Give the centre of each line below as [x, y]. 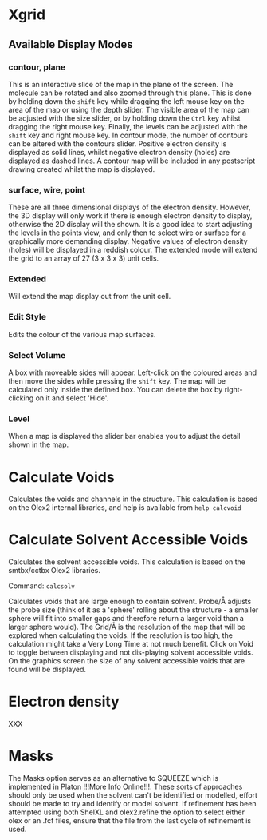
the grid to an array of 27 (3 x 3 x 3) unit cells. [84, 258]
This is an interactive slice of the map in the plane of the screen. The [121, 84]
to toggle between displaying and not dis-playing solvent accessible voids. [131, 652]
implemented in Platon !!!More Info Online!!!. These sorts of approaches [126, 787]
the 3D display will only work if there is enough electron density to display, [130, 216]
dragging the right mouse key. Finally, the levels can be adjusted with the [128, 126]
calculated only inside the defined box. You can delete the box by [116, 390]
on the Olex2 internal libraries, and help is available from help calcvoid [125, 508]
